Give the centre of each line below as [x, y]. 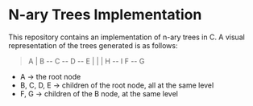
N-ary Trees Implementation [105, 15]
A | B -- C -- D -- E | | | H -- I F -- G [86, 61]
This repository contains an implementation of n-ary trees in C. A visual [127, 37]
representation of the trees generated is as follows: [93, 45]
